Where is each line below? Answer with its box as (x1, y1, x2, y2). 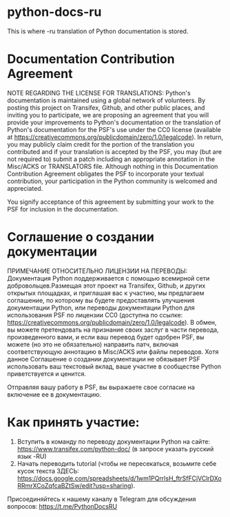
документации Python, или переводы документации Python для (7, 303, 195, 312)
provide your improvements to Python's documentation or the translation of (7, 118, 221, 126)
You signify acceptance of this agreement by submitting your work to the (7, 198, 214, 206)
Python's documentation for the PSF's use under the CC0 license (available (7, 125, 222, 133)
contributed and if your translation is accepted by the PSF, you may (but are (7, 147, 222, 156)
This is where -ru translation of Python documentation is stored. (7, 27, 189, 35)
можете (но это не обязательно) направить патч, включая (7, 340, 179, 348)
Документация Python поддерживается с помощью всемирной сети (7, 274, 210, 282)
